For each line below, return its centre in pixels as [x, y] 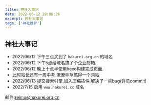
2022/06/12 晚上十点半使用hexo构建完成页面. [58, 69]
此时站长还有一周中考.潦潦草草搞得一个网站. [56, 75]
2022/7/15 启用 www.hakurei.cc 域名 [48, 87]
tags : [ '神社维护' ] [23, 23]
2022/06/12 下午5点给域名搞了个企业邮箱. [54, 63]
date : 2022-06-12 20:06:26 [32, 14]
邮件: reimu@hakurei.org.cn [32, 97]
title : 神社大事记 [22, 9]
